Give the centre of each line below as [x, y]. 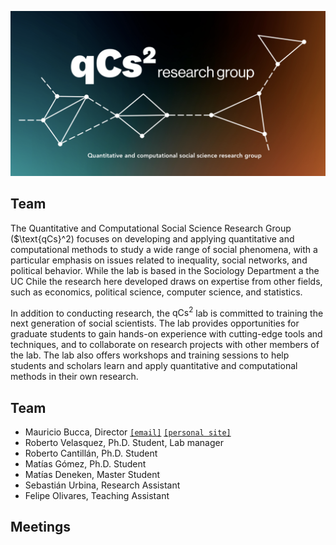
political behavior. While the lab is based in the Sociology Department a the [165, 270]
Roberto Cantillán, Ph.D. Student [91, 453]
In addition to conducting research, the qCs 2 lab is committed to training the [167, 312]
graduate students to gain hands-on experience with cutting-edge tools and [166, 334]
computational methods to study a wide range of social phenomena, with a [164, 249]
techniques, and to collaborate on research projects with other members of [165, 345]
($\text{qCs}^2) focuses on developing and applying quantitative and [152, 238]
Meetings [41, 527]
